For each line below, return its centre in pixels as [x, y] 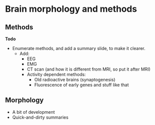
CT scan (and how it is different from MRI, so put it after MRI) [89, 69]
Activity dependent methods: [56, 74]
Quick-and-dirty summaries [40, 117]
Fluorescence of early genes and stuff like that [81, 85]
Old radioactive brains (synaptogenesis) [75, 80]
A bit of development [33, 112]
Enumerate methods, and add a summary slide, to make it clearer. [79, 48]
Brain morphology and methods [71, 9]
